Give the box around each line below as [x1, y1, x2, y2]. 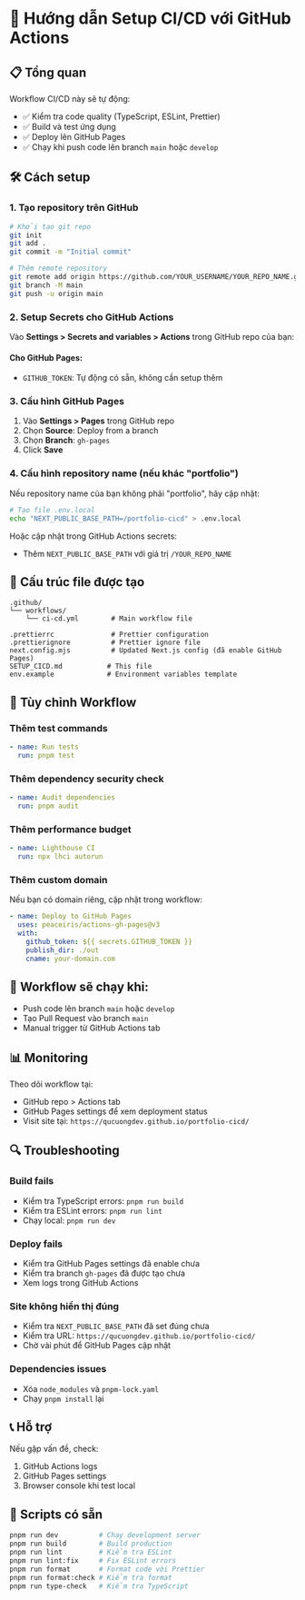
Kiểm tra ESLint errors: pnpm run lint [22, 1205, 163, 1216]
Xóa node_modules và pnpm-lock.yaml [22, 1383, 159, 1394]
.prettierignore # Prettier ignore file [9, 638, 202, 648]
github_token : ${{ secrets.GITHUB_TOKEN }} [25, 937, 193, 946]
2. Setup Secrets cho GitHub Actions [9, 311, 174, 323]
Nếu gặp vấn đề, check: [9, 1444, 99, 1455]
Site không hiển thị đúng [9, 1299, 120, 1312]
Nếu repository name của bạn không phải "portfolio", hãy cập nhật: [9, 488, 261, 499]
